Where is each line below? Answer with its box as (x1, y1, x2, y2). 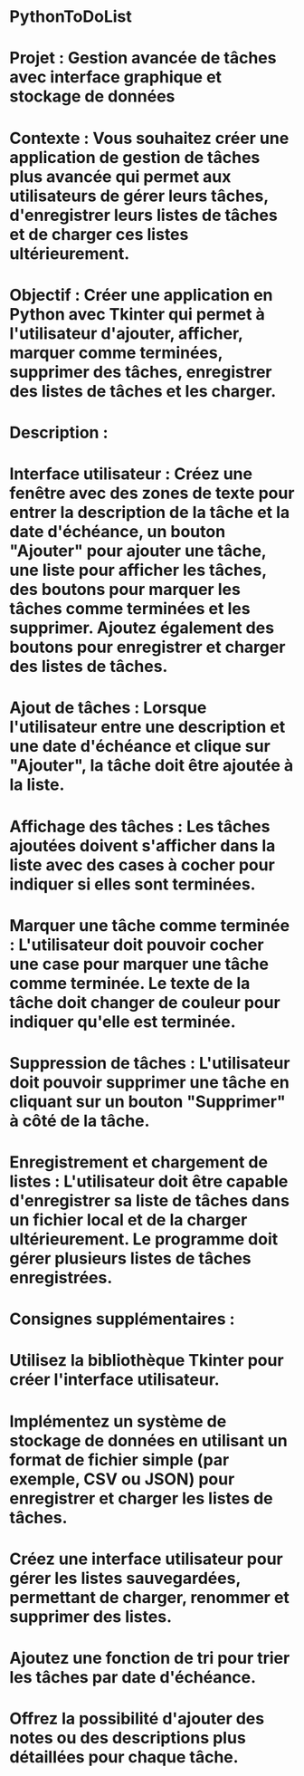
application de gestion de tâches (9, 147, 261, 168)
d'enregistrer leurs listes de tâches (9, 205, 278, 226)
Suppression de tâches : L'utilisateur (9, 1052, 290, 1073)
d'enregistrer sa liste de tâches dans (9, 1191, 290, 1211)
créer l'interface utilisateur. (9, 1369, 220, 1390)
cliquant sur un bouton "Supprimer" (9, 1091, 287, 1111)
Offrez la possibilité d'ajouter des (9, 1709, 265, 1729)
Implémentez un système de (9, 1411, 227, 1432)
